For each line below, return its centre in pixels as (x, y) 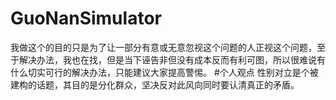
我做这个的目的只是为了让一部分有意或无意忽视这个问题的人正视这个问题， (163, 47)
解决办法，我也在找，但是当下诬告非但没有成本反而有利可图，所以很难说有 (172, 59)
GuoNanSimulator (86, 18)
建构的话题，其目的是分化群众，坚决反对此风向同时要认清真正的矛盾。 (155, 84)
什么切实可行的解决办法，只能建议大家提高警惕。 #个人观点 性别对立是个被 (164, 72)
